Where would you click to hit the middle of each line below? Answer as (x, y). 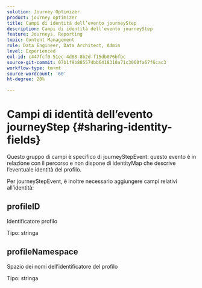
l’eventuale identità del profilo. (44, 170)
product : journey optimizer (42, 18)
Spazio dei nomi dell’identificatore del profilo (62, 266)
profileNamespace (43, 252)
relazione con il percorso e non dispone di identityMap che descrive (91, 163)
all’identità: (21, 188)
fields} (24, 140)
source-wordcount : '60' (37, 74)
